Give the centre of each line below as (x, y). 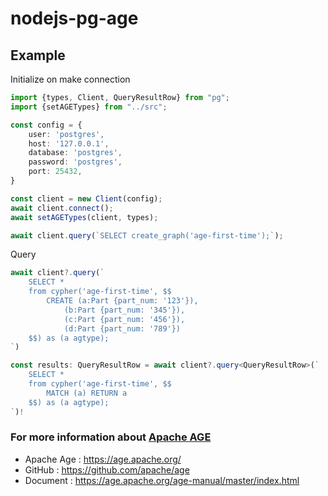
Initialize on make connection (70, 79)
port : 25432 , (55, 172)
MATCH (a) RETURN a (87, 393)
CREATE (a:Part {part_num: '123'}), (122, 301)
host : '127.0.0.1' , (69, 143)
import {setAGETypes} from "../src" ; (89, 107)
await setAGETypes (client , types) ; (84, 217)
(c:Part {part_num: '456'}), (124, 319)
